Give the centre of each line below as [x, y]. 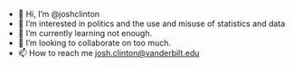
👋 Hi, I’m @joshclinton [59, 14]
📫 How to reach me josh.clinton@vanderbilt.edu [109, 53]
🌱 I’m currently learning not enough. [85, 33]
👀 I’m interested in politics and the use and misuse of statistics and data [152, 24]
